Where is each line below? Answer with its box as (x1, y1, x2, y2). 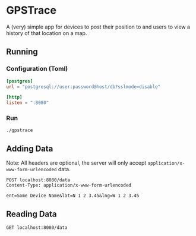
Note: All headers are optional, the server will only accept (6, 159, 147, 166)
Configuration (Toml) (6, 65, 68, 73)
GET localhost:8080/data (6, 225, 68, 231)
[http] (6, 95, 23, 100)
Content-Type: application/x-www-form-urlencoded (6, 182, 132, 188)
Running (6, 47, 39, 57)
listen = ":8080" (6, 100, 49, 106)
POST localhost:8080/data (6, 177, 70, 183)
